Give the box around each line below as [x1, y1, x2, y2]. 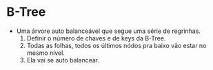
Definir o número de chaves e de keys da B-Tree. [26, 34, 166, 42]
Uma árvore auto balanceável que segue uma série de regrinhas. [16, 27, 201, 35]
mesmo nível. [26, 49, 65, 57]
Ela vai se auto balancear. [26, 56, 100, 64]
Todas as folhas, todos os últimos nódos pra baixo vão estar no [26, 41, 207, 49]
